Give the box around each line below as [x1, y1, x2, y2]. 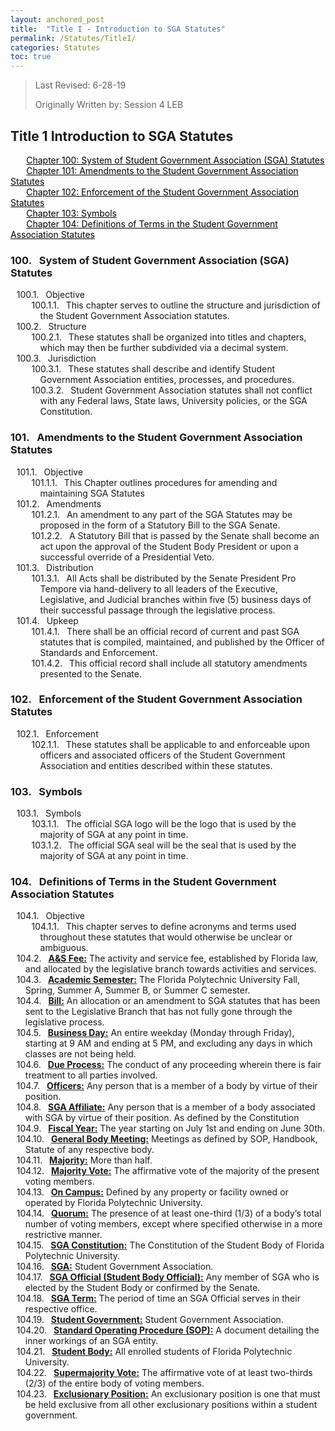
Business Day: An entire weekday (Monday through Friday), [47, 1027, 295, 1039]
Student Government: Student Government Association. [50, 1314, 284, 1326]
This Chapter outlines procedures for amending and [63, 476, 278, 488]
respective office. [24, 1303, 98, 1315]
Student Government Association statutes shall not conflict [70, 384, 313, 396]
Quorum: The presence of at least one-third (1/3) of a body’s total [51, 1207, 322, 1220]
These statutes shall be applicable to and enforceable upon [65, 738, 310, 750]
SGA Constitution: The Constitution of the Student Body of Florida [50, 1239, 325, 1251]
